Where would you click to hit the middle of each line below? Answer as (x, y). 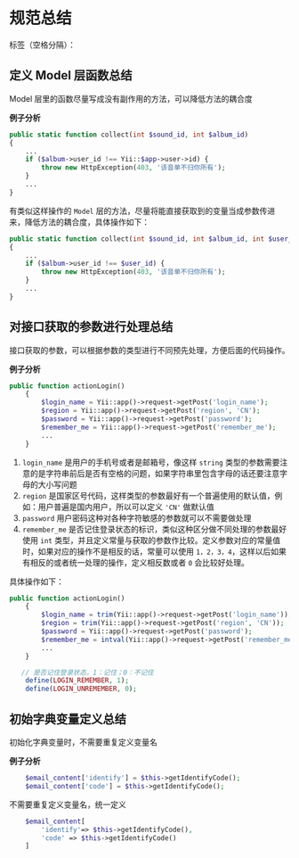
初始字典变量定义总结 (68, 719)
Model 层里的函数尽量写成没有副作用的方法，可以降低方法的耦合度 (131, 98)
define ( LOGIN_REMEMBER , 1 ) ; (77, 681)
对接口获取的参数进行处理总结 (91, 327)
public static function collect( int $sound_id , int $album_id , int (137, 239)
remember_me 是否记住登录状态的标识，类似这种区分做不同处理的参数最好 (154, 529)
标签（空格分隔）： (42, 45)
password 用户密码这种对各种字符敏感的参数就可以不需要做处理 (137, 517)
